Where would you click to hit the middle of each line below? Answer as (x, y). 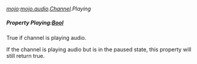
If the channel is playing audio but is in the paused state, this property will (99, 49)
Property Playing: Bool (35, 22)
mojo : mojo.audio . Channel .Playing (49, 9)
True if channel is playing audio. (46, 37)
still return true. (26, 56)
